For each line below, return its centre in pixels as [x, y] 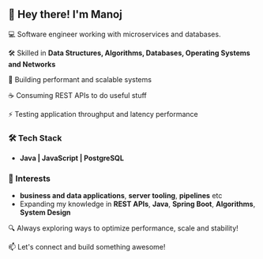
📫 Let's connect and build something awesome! [87, 247]
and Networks [32, 64]
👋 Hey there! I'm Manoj [65, 15]
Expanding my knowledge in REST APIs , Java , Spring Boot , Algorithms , [137, 204]
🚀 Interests [30, 178]
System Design [45, 212]
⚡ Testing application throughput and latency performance [103, 114]
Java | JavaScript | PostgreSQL [72, 158]
